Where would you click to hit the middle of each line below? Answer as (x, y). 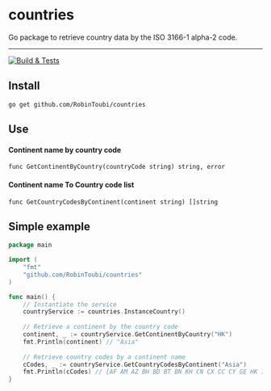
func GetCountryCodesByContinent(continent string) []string (113, 202)
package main (30, 245)
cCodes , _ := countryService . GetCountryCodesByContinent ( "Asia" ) (135, 364)
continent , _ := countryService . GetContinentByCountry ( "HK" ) (127, 334)
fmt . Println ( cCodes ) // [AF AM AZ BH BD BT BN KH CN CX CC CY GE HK (140, 372)
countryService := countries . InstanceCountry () (104, 312)
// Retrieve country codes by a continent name (104, 357)
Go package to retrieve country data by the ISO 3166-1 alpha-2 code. (123, 37)
